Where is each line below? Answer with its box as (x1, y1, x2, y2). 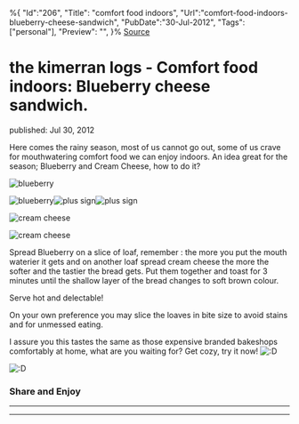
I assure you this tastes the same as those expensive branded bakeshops (9, 336, 279, 347)
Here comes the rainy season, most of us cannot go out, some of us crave (9, 141, 282, 152)
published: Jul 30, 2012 (9, 124, 95, 135)
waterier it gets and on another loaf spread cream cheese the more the (9, 256, 270, 267)
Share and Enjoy (9, 385, 82, 397)
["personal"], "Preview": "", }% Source (9, 27, 150, 36)
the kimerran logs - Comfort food (9, 58, 259, 78)
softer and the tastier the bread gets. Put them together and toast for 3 (9, 266, 269, 276)
